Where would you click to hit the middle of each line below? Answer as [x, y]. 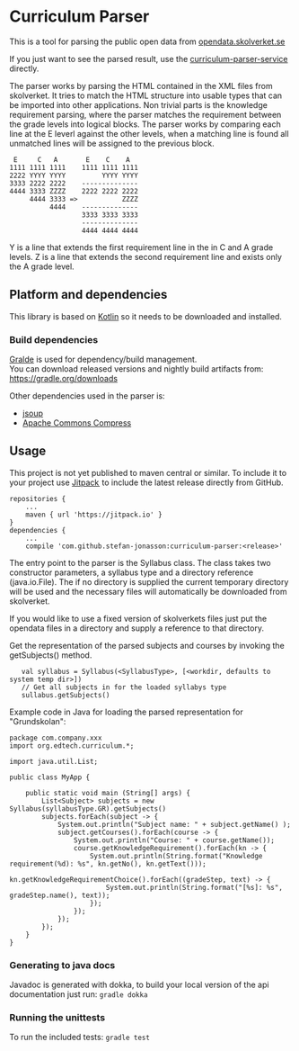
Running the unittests [57, 1018]
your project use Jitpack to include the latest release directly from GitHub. [147, 482]
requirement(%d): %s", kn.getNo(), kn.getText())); [108, 864]
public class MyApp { [50, 777]
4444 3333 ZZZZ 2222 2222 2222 [74, 191]
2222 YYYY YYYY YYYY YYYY [74, 175]
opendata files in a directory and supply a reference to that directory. [137, 628]
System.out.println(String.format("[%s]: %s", [194, 887]
